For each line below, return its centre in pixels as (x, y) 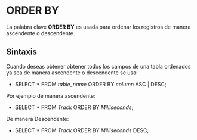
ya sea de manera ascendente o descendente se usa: (72, 73)
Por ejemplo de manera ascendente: (51, 95)
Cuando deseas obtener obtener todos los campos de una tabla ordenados (98, 66)
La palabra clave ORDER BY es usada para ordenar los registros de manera (98, 27)
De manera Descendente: (38, 119)
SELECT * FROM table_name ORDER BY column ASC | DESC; (91, 84)
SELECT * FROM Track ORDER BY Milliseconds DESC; (82, 130)
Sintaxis (22, 52)
